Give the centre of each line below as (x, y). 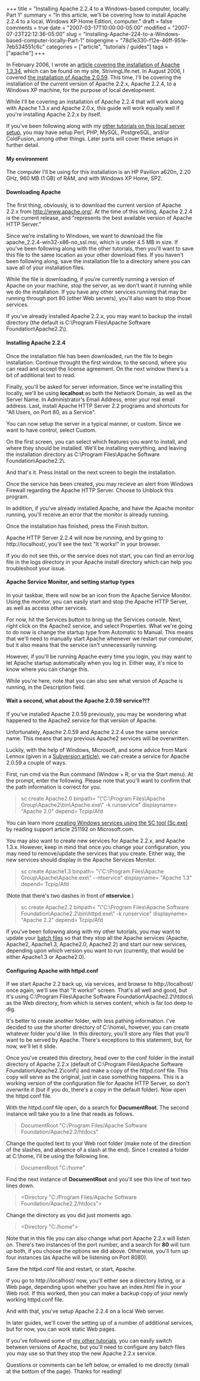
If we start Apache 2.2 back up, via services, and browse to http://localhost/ (100, 984)
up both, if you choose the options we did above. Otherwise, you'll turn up (97, 1251)
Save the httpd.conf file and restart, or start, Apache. (71, 1269)
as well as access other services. (47, 608)
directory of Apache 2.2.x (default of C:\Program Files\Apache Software (95, 1064)
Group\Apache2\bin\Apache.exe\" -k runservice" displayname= (99, 805)
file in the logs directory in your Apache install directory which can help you (99, 562)
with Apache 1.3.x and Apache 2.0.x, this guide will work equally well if (93, 108)
